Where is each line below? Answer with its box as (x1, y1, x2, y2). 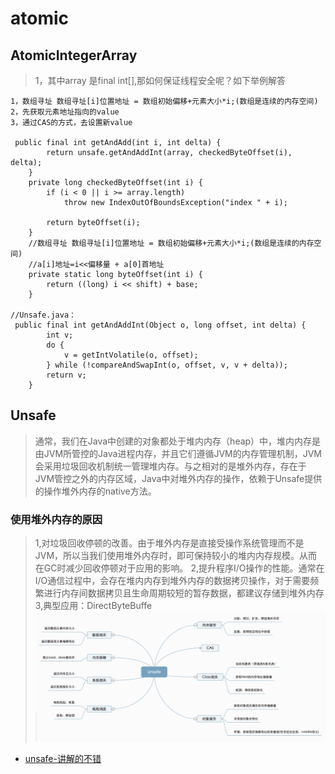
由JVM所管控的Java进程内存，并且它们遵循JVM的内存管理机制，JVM (34, 447, 322, 459)
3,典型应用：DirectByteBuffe (34, 600, 153, 612)
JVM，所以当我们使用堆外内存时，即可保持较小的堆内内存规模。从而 (34, 550, 318, 562)
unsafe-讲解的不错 (24, 752, 102, 764)
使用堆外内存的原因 (10, 512, 103, 526)
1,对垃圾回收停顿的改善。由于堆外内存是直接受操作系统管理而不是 (34, 537, 305, 549)
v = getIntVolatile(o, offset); (63, 350, 199, 360)
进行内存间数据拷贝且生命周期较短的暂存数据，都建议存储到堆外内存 (43, 587, 325, 599)
